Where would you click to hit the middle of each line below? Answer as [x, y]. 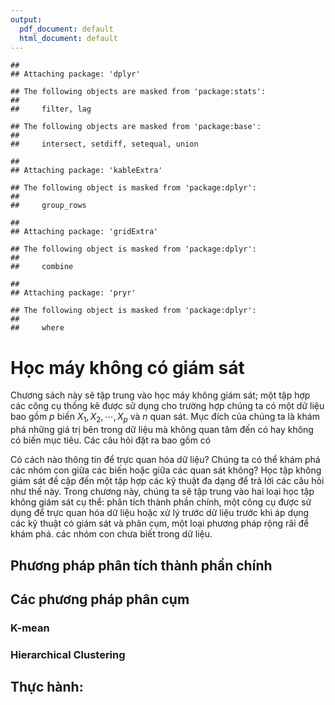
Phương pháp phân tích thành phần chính [141, 565]
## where [37, 328]
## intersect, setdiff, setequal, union [104, 144]
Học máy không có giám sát [127, 367]
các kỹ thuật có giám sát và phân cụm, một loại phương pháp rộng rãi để [160, 523]
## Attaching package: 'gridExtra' [84, 232]
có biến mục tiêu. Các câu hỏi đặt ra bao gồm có [111, 440]
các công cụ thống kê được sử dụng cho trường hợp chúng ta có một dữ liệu [167, 406]
